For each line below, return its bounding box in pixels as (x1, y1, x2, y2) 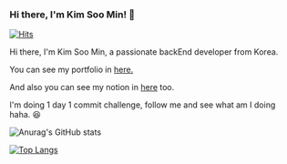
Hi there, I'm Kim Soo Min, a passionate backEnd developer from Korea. (9, 46, 279, 57)
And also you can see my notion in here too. (9, 82, 175, 93)
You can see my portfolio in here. (9, 64, 134, 76)
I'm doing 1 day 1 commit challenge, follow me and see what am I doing (9, 99, 276, 110)
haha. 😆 (9, 109, 41, 120)
